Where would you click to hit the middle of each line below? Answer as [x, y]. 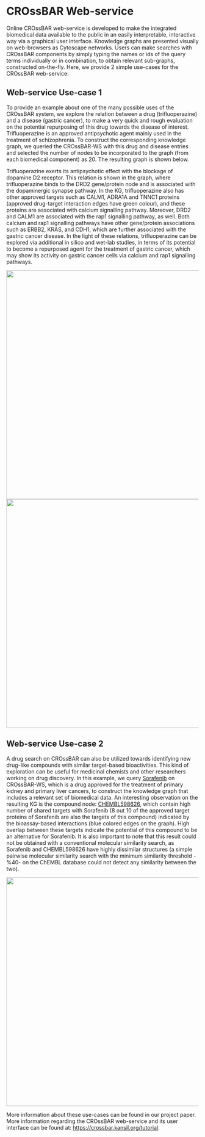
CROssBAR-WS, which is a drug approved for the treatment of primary [95, 784]
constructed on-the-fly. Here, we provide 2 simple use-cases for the [92, 67]
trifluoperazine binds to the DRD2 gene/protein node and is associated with [101, 184]
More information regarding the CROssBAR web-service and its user [92, 1121]
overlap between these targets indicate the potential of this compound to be [102, 830]
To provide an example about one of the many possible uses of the [90, 107]
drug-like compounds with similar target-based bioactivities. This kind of [98, 765]
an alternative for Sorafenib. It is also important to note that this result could [101, 836]
